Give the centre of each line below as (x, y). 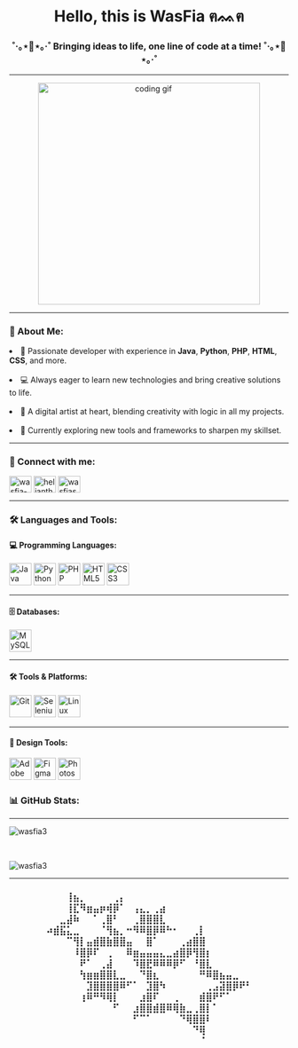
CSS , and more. (38, 360)
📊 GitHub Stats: (44, 800)
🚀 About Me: (36, 332)
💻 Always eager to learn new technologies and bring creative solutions (151, 380)
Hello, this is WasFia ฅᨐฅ (149, 16)
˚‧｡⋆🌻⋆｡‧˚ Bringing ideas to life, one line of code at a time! (137, 46)
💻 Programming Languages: (63, 545)
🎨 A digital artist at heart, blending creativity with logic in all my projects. (153, 411)
